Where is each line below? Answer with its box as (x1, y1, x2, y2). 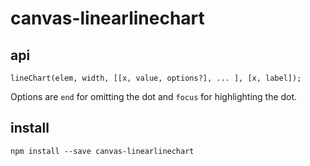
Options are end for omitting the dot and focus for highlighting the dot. (10, 91, 298, 102)
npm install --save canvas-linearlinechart (10, 146, 195, 156)
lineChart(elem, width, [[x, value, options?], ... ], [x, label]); (10, 73, 302, 83)
